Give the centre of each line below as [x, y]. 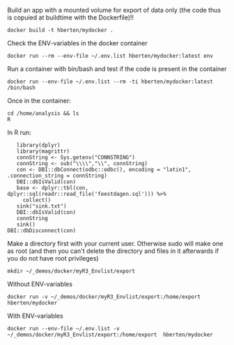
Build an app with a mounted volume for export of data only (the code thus [114, 10]
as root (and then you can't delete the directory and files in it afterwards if [113, 251]
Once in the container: [39, 101]
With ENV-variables [36, 316]
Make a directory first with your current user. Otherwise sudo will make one [115, 244]
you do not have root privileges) [53, 258]
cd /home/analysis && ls [43, 114]
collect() [37, 200]
